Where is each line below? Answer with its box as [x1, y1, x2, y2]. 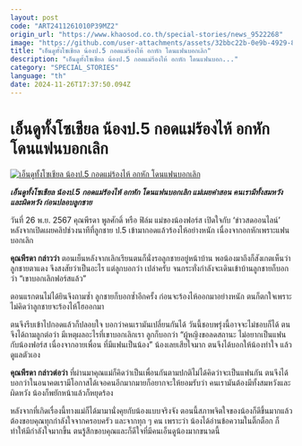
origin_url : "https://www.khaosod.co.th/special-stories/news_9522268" [10, 30, 283, 39]
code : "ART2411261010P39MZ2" [10, 22, 119, 31]
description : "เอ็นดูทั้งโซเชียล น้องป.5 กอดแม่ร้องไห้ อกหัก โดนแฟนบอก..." [10, 55, 239, 64]
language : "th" [10, 72, 67, 81]
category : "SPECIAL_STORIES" [10, 64, 119, 73]
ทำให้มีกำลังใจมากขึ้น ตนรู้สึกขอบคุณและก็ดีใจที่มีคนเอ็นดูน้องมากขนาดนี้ [10, 425, 220, 436]
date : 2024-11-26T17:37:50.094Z [10, 80, 131, 89]
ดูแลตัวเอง [10, 349, 41, 360]
